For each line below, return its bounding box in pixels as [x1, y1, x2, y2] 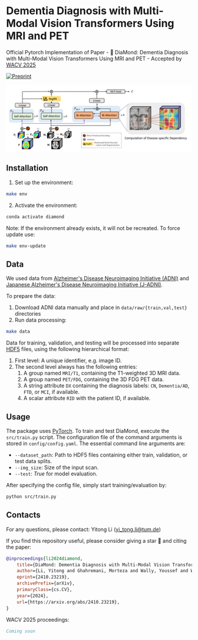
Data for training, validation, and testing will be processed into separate [6, 339, 180, 346]
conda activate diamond [6, 214, 65, 219]
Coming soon [6, 628, 35, 634]
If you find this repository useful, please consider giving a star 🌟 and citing [6, 537, 187, 544]
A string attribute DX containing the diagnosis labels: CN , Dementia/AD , [23, 382, 190, 389]
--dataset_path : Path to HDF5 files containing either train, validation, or [14, 451, 188, 458]
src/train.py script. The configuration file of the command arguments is [6, 434, 183, 441]
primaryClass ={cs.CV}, [16, 587, 72, 593]
